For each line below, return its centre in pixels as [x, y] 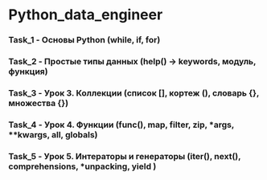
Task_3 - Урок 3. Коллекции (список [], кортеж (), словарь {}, [134, 92]
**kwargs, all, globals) [53, 134]
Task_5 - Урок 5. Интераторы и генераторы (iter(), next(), [125, 156]
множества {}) [39, 103]
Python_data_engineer [86, 15]
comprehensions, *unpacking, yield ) [82, 166]
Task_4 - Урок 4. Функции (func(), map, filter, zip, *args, [121, 125]
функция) [28, 72]
